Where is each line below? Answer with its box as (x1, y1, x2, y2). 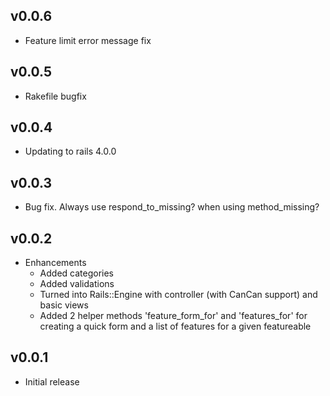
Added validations (39, 278, 115, 290)
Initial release (24, 375, 80, 388)
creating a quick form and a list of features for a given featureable (39, 320, 312, 333)
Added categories (39, 267, 115, 279)
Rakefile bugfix (24, 90, 87, 102)
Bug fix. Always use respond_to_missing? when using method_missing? (24, 201, 320, 213)
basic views (39, 299, 89, 311)
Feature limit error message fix (24, 34, 152, 46)
